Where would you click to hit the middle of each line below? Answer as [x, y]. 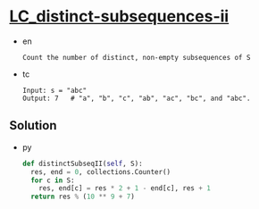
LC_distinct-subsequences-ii [119, 17]
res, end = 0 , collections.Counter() [101, 171]
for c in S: [53, 180]
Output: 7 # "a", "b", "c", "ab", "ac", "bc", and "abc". [136, 98]
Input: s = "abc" [54, 90]
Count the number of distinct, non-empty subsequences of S [136, 57]
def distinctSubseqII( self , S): [82, 163]
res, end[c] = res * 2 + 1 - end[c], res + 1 [125, 188]
